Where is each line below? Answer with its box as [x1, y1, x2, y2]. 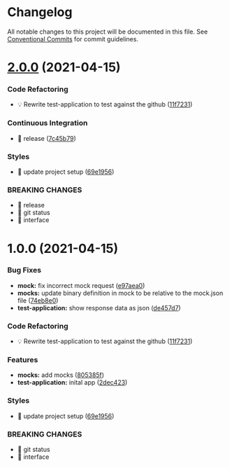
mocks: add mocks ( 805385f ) [17, 371, 105, 379]
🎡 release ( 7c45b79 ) [17, 134, 76, 142]
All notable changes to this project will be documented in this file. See [7, 27, 208, 36]
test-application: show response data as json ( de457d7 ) [17, 303, 181, 312]
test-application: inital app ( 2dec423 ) [17, 378, 128, 387]
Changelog [7, 4, 73, 20]
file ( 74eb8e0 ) [17, 296, 59, 305]
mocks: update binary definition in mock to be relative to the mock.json [17, 289, 224, 297]
